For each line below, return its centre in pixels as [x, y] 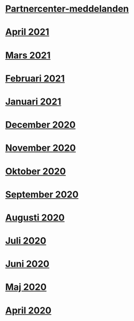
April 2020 [28, 310]
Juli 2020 [26, 241]
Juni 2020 [27, 264]
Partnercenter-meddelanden [67, 9]
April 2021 [27, 32]
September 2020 [42, 194]
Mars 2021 [28, 55]
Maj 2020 [26, 287]
